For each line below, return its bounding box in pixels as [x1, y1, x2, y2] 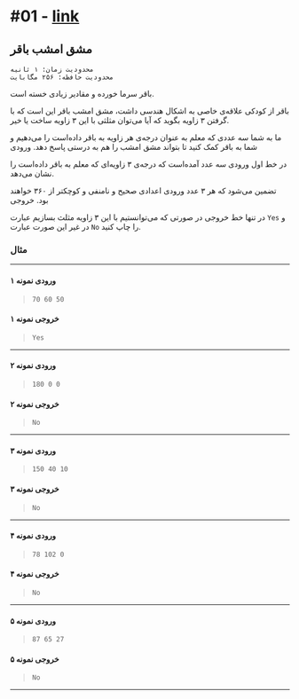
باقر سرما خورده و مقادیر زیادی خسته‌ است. [10, 89, 154, 98]
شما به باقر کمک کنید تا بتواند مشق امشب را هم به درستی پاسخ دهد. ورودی [10, 142, 258, 152]
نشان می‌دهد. [10, 169, 55, 178]
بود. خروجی [10, 195, 49, 205]
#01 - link [10, 6, 80, 27]
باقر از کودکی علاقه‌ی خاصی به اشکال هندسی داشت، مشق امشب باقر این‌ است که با [10, 106, 289, 116]
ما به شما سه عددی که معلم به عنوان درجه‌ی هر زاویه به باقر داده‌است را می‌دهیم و [10, 132, 282, 143]
